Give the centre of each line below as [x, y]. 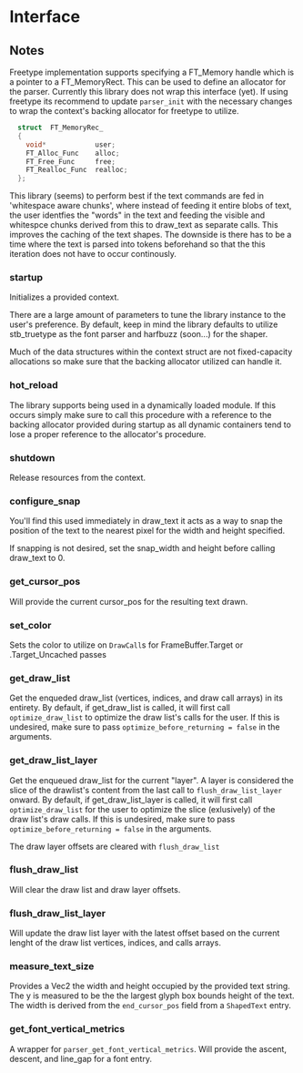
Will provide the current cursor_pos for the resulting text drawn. [129, 601]
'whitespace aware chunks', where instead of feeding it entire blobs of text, [151, 206]
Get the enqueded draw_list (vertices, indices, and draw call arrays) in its [146, 698]
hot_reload [34, 385]
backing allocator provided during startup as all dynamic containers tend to [150, 424]
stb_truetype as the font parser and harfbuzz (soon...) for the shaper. [139, 334]
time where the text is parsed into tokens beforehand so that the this [137, 244]
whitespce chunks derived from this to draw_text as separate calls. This [144, 225]
